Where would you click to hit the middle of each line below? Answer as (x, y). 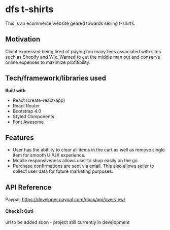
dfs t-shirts (29, 9)
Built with (15, 90)
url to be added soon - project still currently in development (67, 222)
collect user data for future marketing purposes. (63, 171)
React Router (26, 105)
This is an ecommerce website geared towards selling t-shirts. (70, 23)
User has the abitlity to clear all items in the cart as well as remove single (89, 150)
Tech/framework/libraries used (56, 78)
